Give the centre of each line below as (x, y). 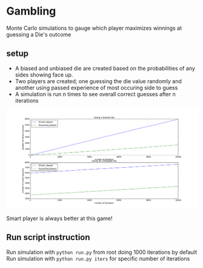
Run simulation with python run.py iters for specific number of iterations (98, 258)
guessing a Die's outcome (39, 34)
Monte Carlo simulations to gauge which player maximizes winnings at (94, 28)
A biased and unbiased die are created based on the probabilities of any (105, 68)
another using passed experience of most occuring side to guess (96, 88)
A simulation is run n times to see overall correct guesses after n (95, 94)
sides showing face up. (44, 75)
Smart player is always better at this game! (59, 218)
